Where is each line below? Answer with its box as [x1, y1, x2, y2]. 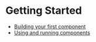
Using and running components [13, 29, 90, 36]
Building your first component [13, 23, 86, 30]
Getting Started [5, 4, 83, 17]
